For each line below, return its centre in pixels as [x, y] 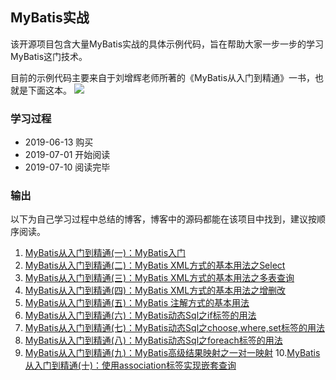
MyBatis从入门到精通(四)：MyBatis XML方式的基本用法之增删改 [155, 290]
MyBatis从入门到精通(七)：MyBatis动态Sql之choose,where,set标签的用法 [174, 328]
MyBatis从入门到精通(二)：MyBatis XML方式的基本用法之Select [155, 265]
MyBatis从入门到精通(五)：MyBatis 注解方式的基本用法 [137, 303]
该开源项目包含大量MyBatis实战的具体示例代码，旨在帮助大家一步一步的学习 [167, 44]
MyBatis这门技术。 [49, 56]
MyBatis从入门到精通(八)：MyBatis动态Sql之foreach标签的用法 [153, 340]
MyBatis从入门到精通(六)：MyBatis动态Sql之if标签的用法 [140, 315]
